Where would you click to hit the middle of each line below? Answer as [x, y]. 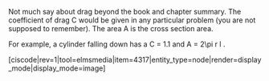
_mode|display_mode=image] [57, 68]
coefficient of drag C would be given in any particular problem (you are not [132, 20]
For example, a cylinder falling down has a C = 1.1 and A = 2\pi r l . [117, 44]
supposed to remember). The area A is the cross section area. [111, 28]
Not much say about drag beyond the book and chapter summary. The [125, 12]
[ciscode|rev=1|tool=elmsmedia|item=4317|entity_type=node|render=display [135, 60]
